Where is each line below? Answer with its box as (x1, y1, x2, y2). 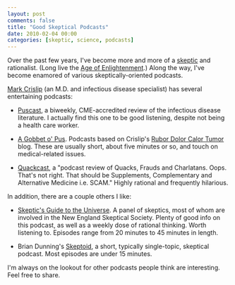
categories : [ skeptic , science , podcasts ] (7, 37, 134, 44)
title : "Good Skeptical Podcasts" (7, 23, 109, 30)
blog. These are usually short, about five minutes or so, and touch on (17, 142, 219, 151)
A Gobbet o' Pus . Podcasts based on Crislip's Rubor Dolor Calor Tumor (17, 135, 224, 144)
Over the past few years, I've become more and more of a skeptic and (7, 56, 211, 64)
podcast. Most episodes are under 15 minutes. (17, 250, 152, 258)
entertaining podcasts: (7, 93, 73, 101)
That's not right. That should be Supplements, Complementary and (17, 171, 212, 180)
